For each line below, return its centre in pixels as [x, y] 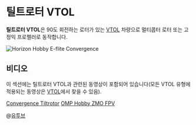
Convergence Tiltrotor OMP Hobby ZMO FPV [61, 103]
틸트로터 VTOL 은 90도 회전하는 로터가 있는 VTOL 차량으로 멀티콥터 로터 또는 [94, 29]
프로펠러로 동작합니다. [42, 37]
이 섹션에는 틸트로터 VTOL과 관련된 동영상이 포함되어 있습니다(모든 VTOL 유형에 [98, 84]
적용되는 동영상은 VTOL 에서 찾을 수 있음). [54, 91]
